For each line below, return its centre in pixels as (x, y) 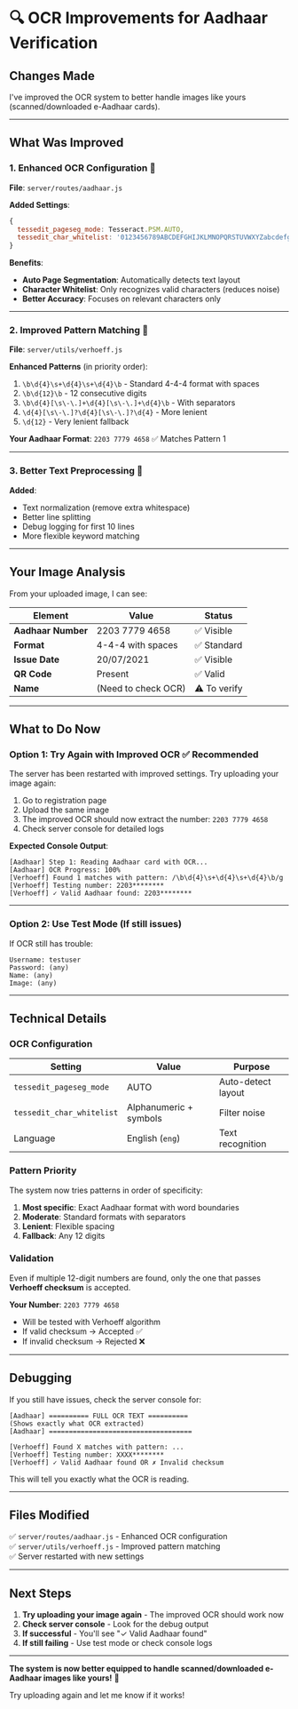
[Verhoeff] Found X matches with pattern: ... (97, 1447)
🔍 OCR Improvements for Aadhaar (139, 18)
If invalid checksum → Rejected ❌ (83, 1341)
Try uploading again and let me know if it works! (97, 1696)
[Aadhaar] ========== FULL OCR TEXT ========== (99, 1416)
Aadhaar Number (51, 630)
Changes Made (52, 76)
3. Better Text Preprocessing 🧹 (76, 471)
